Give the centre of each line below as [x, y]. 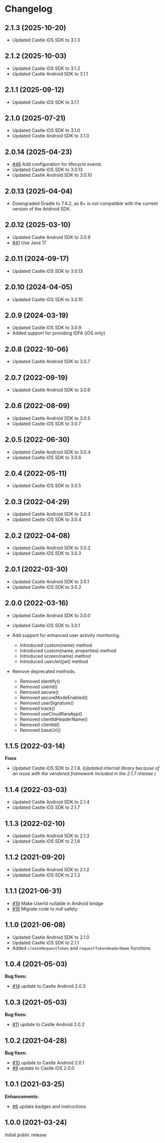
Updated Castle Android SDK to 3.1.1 [50, 74]
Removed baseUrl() [40, 730]
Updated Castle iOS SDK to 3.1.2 [46, 68]
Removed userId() [39, 686]
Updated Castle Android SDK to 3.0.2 [51, 548]
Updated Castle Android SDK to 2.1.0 [51, 937]
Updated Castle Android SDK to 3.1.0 [51, 136]
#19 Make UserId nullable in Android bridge [58, 903]
